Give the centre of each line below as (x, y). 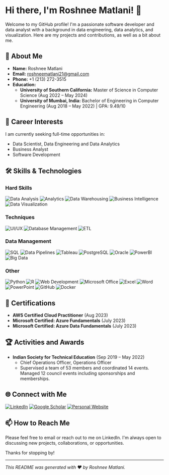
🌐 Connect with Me (36, 394)
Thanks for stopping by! (30, 453)
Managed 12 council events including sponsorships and (77, 373)
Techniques (20, 218)
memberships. (35, 379)
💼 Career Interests (34, 122)
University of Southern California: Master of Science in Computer (89, 90)
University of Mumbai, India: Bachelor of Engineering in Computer (89, 100)
